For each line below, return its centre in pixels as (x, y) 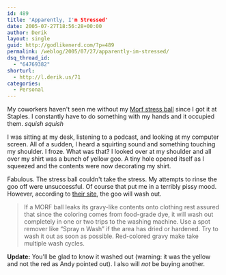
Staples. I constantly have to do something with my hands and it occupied (111, 116)
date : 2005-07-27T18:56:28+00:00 (55, 26)
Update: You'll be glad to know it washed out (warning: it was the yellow (109, 257)
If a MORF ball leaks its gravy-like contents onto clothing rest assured (122, 207)
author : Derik (27, 32)
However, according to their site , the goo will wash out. (84, 194)
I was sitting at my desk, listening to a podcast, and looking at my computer (113, 137)
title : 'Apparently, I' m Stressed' (58, 20)
